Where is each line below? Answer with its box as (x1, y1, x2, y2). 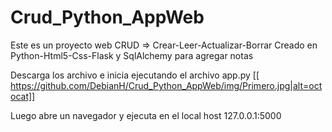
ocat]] (10, 90, 36, 102)
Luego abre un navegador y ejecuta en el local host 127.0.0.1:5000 (10, 109, 282, 121)
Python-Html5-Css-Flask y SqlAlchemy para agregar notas (10, 49, 254, 61)
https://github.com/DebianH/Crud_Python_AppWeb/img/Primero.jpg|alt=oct (10, 79, 323, 91)
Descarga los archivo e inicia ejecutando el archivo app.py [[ (10, 69, 260, 81)
